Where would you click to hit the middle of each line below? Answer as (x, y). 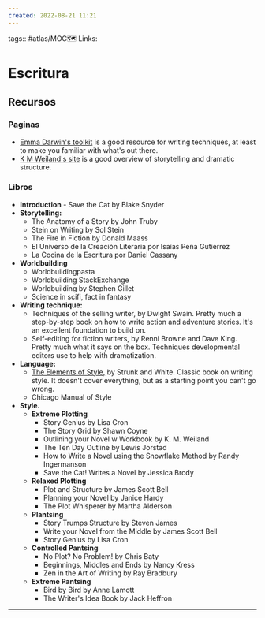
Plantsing (47, 514)
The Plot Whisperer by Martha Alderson (107, 506)
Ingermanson (65, 464)
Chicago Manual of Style (71, 397)
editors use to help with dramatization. (93, 355)
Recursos (32, 102)
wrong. (43, 389)
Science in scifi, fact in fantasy (81, 296)
